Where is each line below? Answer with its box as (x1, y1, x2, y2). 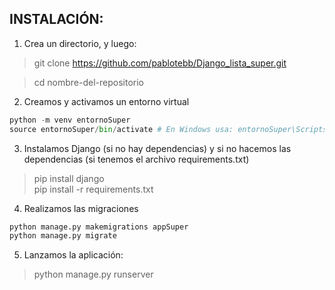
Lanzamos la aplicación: (23, 249, 124, 261)
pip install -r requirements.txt (33, 183, 154, 195)
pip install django (33, 172, 105, 184)
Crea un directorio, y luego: (23, 37, 137, 49)
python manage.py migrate (9, 231, 117, 241)
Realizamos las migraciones (23, 202, 139, 214)
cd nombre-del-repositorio (33, 76, 144, 88)
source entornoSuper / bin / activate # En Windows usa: (9, 124, 234, 134)
